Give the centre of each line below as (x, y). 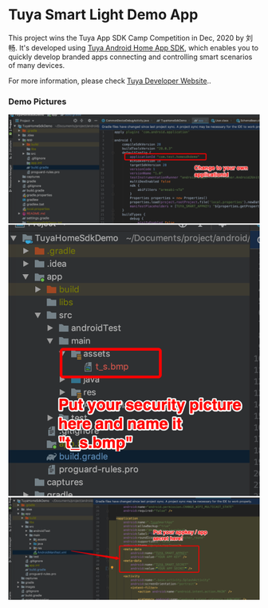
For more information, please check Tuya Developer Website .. (110, 81)
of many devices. (37, 65)
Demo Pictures (37, 101)
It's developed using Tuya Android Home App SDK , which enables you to (139, 48)
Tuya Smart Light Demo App (103, 15)
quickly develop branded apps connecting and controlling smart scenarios (130, 57)
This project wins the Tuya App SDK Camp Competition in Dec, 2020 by (126, 38)
